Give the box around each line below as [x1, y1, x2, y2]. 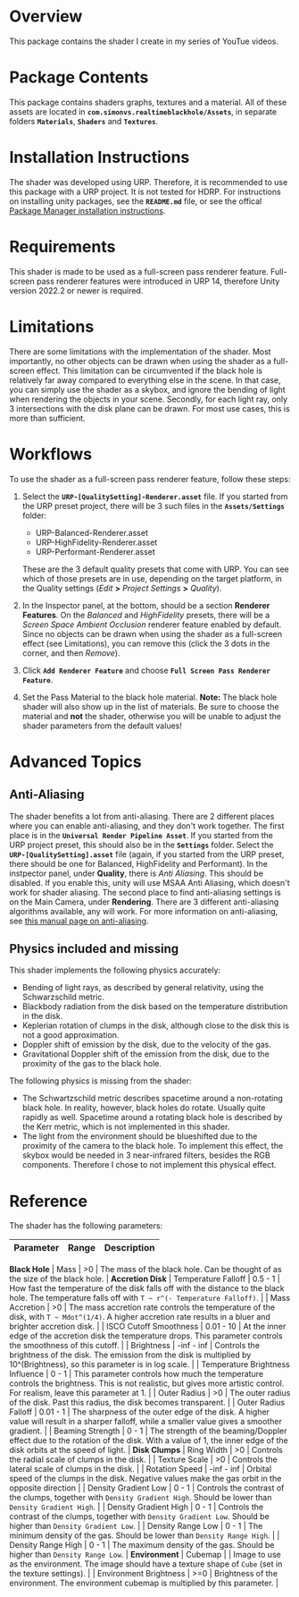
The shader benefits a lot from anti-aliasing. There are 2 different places [9, 811, 275, 821]
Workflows [9, 444, 92, 464]
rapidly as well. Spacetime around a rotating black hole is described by [21, 1112, 283, 1123]
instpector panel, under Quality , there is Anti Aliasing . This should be [9, 868, 263, 879]
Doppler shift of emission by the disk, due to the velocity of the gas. [21, 1040, 272, 1050]
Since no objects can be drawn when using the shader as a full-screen [21, 628, 283, 639]
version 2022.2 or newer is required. [9, 285, 144, 296]
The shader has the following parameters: [9, 1220, 163, 1231]
